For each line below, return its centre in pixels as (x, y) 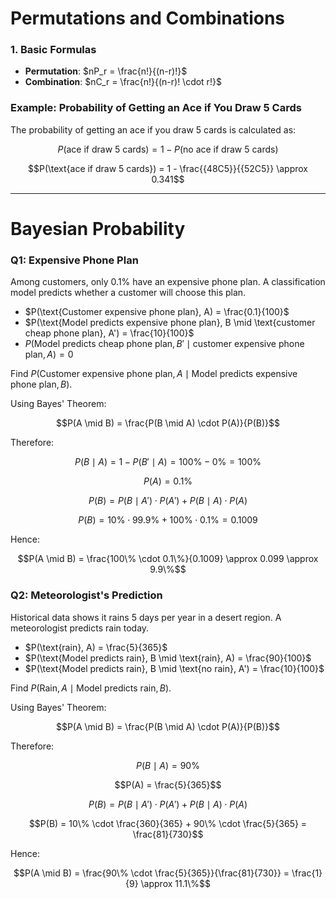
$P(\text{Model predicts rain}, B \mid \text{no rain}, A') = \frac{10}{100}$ (174, 668)
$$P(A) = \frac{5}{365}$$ (168, 784)
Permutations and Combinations (148, 18)
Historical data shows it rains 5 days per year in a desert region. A (146, 617)
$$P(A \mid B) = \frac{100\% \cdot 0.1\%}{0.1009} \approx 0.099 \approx (168, 559)
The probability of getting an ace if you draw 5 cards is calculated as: (153, 129)
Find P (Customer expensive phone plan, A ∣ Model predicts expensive (154, 374)
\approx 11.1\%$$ (175, 883)
